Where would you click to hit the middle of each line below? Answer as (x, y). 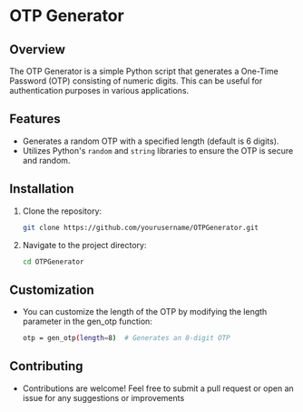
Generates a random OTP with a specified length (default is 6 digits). (151, 141)
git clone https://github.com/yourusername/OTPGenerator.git (141, 227)
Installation (42, 189)
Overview (38, 50)
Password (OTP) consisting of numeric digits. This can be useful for (136, 81)
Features (35, 119)
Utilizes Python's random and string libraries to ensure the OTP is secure (158, 150)
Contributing (46, 366)
